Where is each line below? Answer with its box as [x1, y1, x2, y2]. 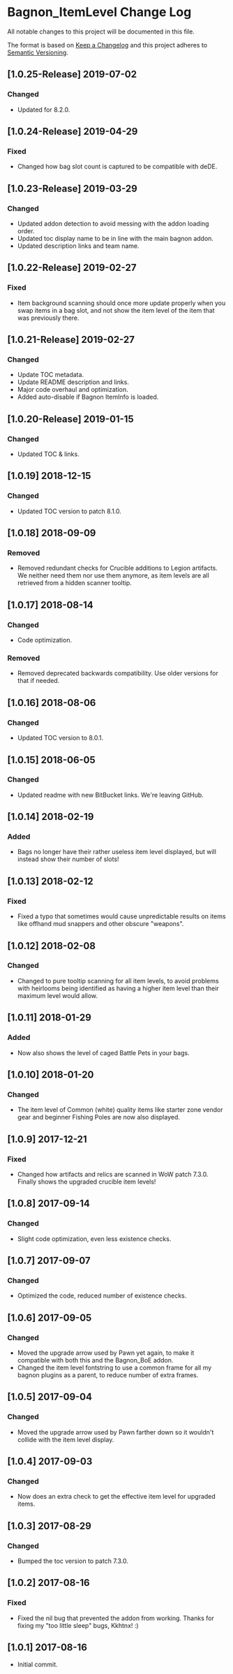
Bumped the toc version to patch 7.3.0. [17, 1557, 129, 1565]
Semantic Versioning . [7, 48, 68, 57]
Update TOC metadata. [17, 371, 84, 379]
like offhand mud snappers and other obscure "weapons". [17, 920, 184, 928]
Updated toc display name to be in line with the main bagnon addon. [17, 235, 214, 242]
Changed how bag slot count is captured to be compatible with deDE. [17, 162, 218, 171]
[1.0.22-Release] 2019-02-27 [7, 262, 137, 274]
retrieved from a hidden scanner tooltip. [17, 579, 133, 587]
